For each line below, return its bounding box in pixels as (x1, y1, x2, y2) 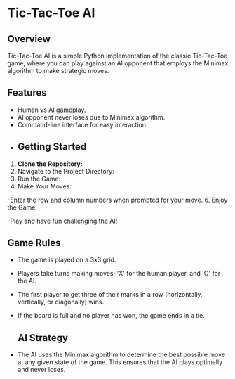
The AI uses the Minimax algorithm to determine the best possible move (17, 350, 226, 359)
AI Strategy (17, 332, 69, 344)
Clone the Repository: (17, 160, 83, 168)
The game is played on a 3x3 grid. (17, 255, 116, 264)
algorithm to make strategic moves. (7, 67, 109, 75)
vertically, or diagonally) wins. (17, 297, 104, 307)
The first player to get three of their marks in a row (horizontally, (17, 290, 203, 299)
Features (7, 86, 47, 99)
